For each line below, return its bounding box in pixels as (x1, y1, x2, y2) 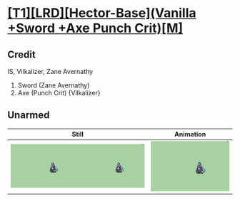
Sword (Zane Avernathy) (17, 81, 90, 90)
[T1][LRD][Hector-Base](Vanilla (7, 5, 196, 21)
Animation (174, 130, 206, 139)
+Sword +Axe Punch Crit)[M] (7, 20, 184, 36)
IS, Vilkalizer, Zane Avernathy (7, 68, 94, 75)
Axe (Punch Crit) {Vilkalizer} (17, 89, 101, 97)
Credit (7, 48, 36, 60)
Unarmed (7, 109, 50, 122)
